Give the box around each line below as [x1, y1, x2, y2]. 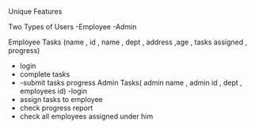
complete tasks [19, 70, 70, 78]
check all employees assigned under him [19, 112, 154, 121]
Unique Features [8, 7, 63, 16]
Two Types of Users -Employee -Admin [8, 22, 137, 31]
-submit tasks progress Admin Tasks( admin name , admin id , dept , [19, 78, 243, 87]
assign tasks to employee [19, 95, 103, 104]
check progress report [19, 103, 93, 112]
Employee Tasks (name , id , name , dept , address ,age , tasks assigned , [8, 37, 248, 47]
